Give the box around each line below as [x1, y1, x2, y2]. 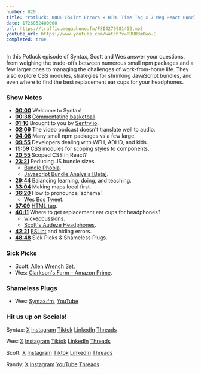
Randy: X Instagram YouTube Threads [6, 361, 100, 368]
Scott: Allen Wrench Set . [14, 263, 75, 270]
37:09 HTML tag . [14, 202, 58, 209]
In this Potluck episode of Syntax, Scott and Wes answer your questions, [6, 53, 185, 60]
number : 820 [6, 8, 36, 15]
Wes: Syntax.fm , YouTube [14, 297, 79, 305]
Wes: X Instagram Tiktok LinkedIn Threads [6, 337, 111, 345]
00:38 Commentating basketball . [14, 113, 97, 120]
